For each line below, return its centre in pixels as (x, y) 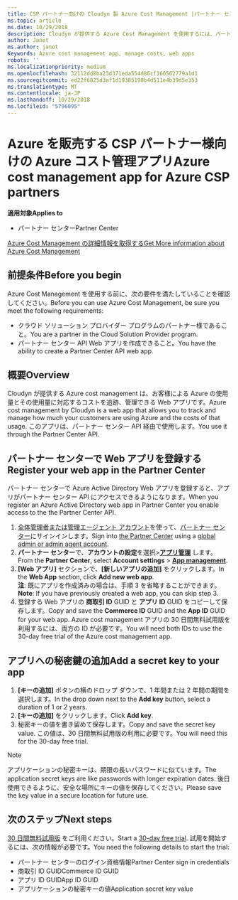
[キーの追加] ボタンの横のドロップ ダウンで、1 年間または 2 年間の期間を (124, 690)
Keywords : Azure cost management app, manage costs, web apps (101, 54)
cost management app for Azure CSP (119, 177)
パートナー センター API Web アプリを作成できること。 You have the (117, 343)
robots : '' (23, 60)
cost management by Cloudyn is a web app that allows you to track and (112, 410)
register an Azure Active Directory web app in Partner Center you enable (113, 505)
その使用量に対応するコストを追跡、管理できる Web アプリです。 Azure (123, 402)
